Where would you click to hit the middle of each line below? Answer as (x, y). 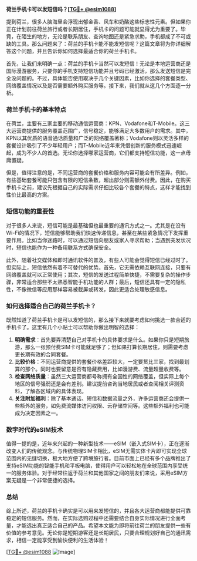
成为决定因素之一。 (38, 413)
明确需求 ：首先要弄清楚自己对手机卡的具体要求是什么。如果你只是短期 (99, 340)
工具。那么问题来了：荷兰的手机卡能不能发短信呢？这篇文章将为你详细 (101, 44)
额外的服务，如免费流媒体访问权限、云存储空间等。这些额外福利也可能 (104, 405)
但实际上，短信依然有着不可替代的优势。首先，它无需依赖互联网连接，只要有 (98, 267)
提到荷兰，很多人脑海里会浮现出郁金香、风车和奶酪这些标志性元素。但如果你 (98, 22)
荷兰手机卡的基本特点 (36, 109)
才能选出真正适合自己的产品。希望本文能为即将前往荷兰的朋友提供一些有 (103, 526)
